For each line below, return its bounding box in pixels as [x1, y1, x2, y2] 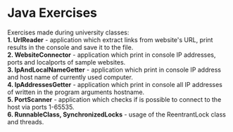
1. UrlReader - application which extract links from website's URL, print [7, 35, 213, 44]
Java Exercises [7, 5, 97, 21]
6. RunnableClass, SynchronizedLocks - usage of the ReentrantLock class [7, 110, 227, 119]
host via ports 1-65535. [7, 103, 75, 111]
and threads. [7, 117, 44, 126]
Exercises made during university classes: [7, 28, 130, 37]
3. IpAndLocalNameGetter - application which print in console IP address [7, 65, 222, 74]
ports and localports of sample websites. [7, 58, 126, 66]
